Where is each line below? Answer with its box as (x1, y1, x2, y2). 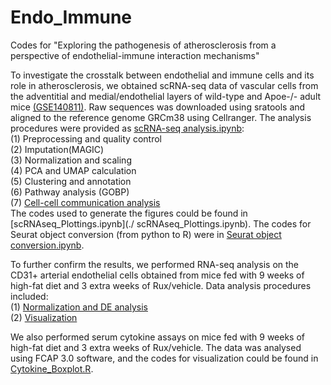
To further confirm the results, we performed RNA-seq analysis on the (10, 258, 300, 270)
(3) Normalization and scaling (10, 154, 132, 166)
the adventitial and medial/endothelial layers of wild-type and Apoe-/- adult (10, 90, 322, 102)
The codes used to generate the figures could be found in (10, 207, 248, 219)
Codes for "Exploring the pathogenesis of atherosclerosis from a (10, 39, 277, 51)
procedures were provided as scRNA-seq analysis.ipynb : (10, 122, 245, 134)
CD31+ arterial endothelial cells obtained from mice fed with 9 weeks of (10, 269, 305, 281)
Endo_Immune (10, 6, 133, 29)
